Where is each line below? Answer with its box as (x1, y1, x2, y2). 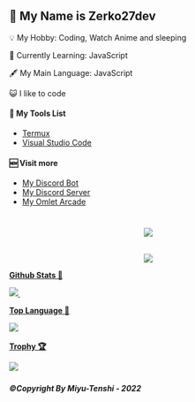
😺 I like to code (9, 87, 66, 98)
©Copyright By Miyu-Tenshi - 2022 (9, 383, 141, 393)
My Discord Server (21, 187, 91, 198)
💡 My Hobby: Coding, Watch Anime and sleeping (9, 32, 187, 42)
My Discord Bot (21, 178, 79, 188)
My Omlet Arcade (21, 196, 86, 208)
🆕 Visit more (9, 157, 59, 168)
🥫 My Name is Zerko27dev (9, 9, 156, 24)
